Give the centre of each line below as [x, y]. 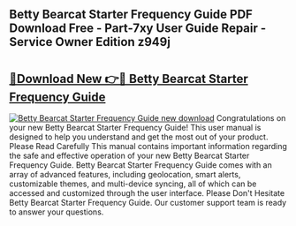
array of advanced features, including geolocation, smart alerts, [125, 174]
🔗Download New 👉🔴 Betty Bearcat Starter [129, 79]
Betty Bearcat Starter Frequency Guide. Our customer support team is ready [148, 203]
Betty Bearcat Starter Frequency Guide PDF [131, 15]
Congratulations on [251, 118]
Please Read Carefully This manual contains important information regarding [148, 146]
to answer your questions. [57, 212]
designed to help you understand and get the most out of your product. [139, 137]
